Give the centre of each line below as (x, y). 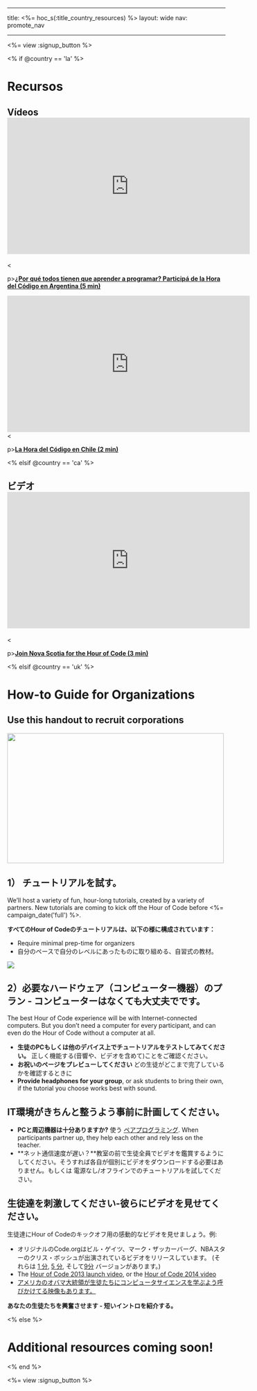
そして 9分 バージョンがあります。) (113, 1266)
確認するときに (51, 1073)
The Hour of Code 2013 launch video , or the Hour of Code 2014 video (117, 1274)
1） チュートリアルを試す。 (64, 883)
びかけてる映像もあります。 (56, 1291)
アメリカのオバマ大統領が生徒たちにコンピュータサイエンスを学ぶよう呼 (120, 1282)
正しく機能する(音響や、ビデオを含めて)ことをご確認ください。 (121, 1056)
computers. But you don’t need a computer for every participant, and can (112, 1026)
